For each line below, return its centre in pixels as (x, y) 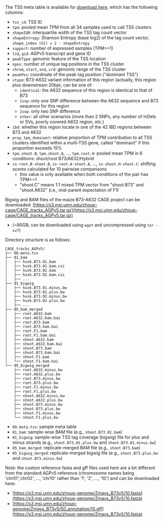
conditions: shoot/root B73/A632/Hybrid (53, 158)
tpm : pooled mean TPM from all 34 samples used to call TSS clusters (82, 27)
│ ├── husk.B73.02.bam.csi (35, 275)
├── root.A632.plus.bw (37, 374)
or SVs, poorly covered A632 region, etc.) (62, 122)
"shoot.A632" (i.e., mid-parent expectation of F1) (69, 190)
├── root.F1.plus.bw (35, 391)
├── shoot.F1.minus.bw (37, 413)
